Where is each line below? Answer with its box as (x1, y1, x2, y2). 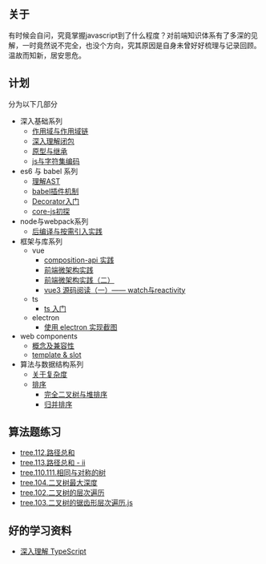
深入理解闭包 (31, 136, 75, 146)
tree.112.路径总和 (19, 448, 75, 457)
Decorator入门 (31, 196, 80, 206)
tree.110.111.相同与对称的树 (19, 468, 107, 477)
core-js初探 (31, 206, 71, 216)
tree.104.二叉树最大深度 (19, 478, 98, 488)
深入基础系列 (19, 116, 62, 126)
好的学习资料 (8, 524, 72, 538)
